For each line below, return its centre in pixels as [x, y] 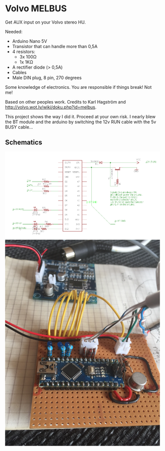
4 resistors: [24, 52]
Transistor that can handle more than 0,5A [55, 46]
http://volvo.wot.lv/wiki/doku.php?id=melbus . [51, 107]
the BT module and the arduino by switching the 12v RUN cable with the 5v [81, 122]
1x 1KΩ [26, 62]
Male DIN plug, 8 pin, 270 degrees [47, 78]
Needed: [14, 31]
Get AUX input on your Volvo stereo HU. [45, 22]
